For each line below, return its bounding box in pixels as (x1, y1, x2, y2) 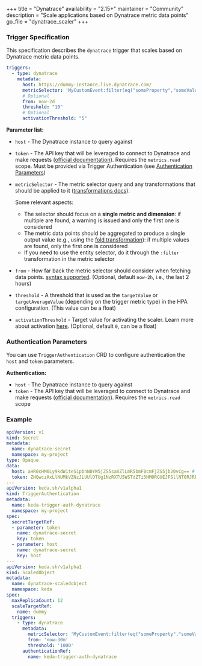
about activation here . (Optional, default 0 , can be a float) (14, 322, 157, 330)
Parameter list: (6, 126, 44, 133)
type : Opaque (6, 457, 39, 464)
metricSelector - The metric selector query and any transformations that (14, 181, 195, 188)
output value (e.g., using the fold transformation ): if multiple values (23, 236, 189, 243)
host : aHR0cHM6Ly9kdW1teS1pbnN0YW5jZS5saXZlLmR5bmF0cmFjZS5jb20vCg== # (11, 468, 195, 475)
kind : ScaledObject (6, 569, 55, 575)
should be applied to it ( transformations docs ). (14, 187, 130, 194)
